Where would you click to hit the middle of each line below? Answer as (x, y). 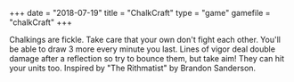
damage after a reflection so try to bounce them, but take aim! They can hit (147, 58)
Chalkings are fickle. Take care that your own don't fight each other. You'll (145, 40)
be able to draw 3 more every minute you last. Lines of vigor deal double (143, 49)
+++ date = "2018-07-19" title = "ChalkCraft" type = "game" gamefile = (140, 13)
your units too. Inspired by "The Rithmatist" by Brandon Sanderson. (133, 68)
